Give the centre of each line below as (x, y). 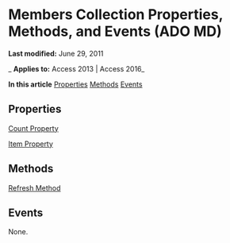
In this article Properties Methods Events (75, 84)
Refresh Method (34, 187)
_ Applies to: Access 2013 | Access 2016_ (77, 68)
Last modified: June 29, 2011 (56, 53)
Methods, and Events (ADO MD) (115, 31)
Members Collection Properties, (116, 15)
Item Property (31, 144)
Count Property (34, 128)
